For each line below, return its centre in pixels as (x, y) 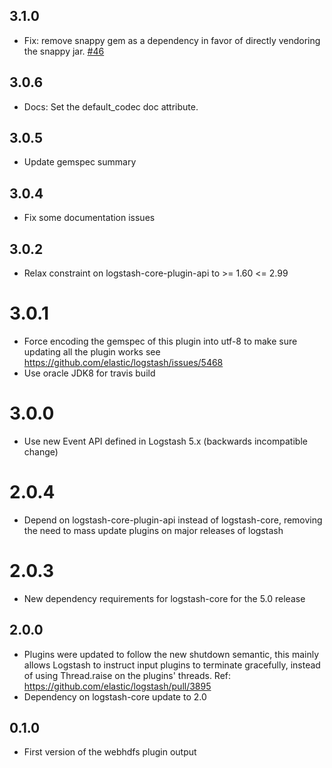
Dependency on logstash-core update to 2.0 (115, 696)
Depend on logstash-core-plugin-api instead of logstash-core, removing (173, 520)
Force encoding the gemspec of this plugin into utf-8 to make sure (160, 341)
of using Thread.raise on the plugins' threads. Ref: (127, 675)
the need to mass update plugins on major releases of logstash (153, 530)
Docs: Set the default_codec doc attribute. (111, 106)
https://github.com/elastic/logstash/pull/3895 (117, 686)
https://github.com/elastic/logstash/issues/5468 (123, 362)
